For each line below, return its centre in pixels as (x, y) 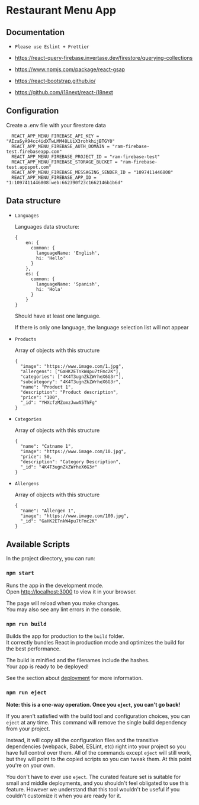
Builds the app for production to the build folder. (65, 636)
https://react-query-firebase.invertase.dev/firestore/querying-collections (104, 58)
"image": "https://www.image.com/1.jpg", (72, 366)
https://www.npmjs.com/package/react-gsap (70, 69)
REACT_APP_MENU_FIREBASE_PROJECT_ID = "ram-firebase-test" (86, 157)
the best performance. (33, 649)
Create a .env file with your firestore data (56, 125)
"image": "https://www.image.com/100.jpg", (75, 516)
